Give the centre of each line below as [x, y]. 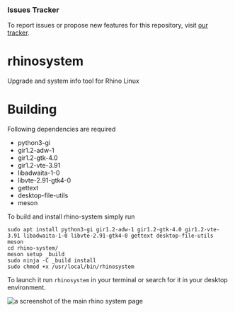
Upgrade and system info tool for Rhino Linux [73, 81]
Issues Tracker [33, 10]
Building [32, 109]
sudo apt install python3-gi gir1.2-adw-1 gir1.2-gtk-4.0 [94, 230]
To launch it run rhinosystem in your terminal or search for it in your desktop [117, 280]
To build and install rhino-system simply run [71, 216]
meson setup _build [36, 255]
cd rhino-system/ [33, 248]
